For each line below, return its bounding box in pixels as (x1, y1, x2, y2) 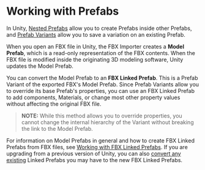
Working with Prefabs (6, 4, 119, 18)
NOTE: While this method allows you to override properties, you (21, 112, 182, 119)
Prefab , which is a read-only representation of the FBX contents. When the (6, 49, 196, 56)
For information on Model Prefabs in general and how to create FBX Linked (6, 136, 195, 144)
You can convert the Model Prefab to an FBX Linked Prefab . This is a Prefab (6, 74, 198, 81)
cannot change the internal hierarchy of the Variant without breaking (21, 118, 194, 126)
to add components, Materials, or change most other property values (6, 94, 181, 101)
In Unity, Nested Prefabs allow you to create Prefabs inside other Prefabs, (6, 24, 192, 32)
